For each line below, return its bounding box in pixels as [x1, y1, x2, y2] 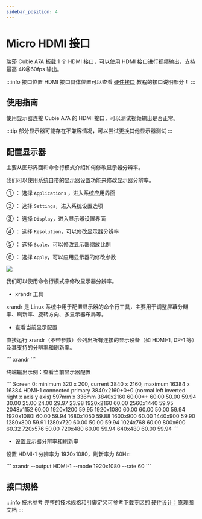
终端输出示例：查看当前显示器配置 [6, 368, 91, 376]
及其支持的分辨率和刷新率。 [6, 344, 75, 351]
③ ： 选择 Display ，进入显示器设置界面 [6, 215, 106, 222]
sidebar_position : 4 [6, 8, 58, 15]
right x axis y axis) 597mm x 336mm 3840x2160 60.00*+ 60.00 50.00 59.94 [6, 393, 197, 401]
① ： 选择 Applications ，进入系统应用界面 [6, 189, 116, 197]
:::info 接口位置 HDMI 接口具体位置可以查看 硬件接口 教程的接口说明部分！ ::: [6, 78, 196, 85]
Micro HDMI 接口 [6, 37, 90, 50]
